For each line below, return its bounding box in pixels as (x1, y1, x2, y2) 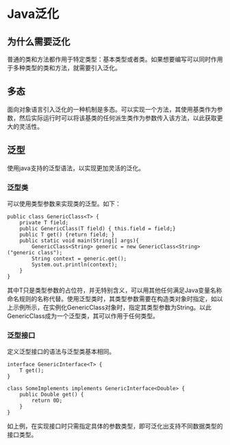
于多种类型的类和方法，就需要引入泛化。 (7, 64, 121, 72)
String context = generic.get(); (31, 255, 127, 262)
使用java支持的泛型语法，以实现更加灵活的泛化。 (7, 164, 145, 172)
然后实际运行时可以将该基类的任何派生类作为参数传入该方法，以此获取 (18, 114, 217, 122)
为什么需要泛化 (7, 36, 71, 47)
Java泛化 (7, 6, 60, 22)
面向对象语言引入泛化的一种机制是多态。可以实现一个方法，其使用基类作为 (7, 105, 217, 113)
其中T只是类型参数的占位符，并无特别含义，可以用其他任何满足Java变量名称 (7, 286, 222, 294)
